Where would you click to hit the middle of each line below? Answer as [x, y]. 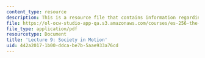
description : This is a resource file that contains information [91, 18]
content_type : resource [37, 12]
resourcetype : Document [37, 34]
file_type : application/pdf [42, 29]
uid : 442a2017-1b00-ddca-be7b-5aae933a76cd [63, 46]
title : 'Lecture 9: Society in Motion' [57, 40]
